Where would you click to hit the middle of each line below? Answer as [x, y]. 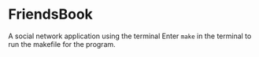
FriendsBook [50, 14]
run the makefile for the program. [62, 44]
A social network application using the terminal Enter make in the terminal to [130, 36]
